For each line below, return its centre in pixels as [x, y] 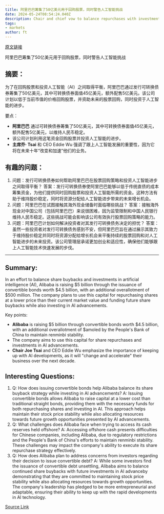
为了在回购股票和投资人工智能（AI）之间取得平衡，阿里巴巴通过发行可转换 [80, 87]
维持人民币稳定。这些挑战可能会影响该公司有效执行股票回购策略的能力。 [85, 217]
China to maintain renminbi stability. [48, 335]
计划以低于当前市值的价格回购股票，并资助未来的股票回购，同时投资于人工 [80, 99]
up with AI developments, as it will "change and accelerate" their [77, 356]
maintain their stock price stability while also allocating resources [78, 414]
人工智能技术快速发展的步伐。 [46, 247]
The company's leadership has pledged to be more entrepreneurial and [84, 487]
